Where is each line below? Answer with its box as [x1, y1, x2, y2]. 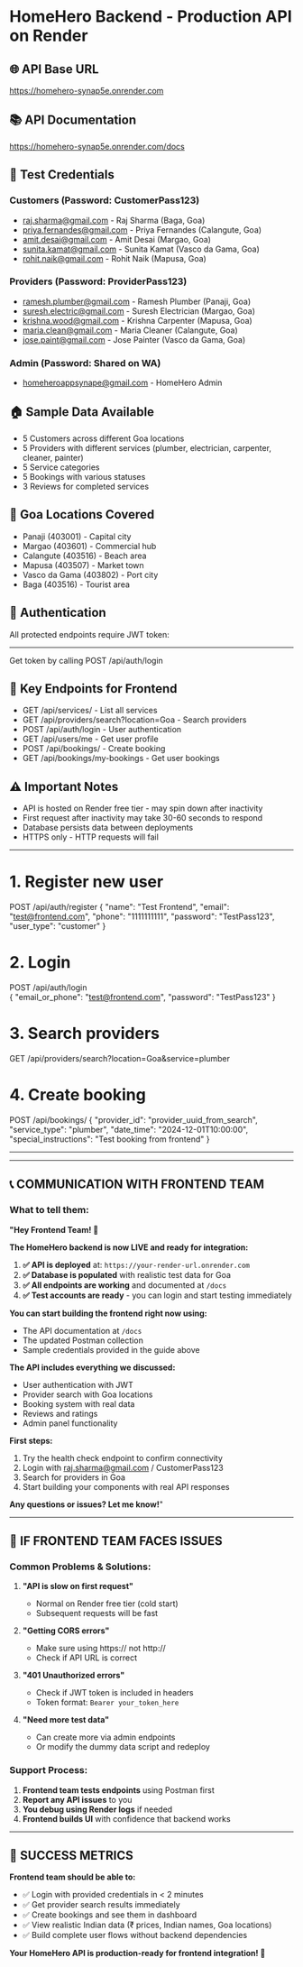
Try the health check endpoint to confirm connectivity [22, 1452, 224, 1463]
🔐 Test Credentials [9, 167, 115, 182]
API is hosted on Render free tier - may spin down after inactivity [22, 803, 263, 813]
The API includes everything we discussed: [9, 1362, 176, 1373]
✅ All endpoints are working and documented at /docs [22, 1279, 227, 1291]
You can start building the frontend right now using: [9, 1308, 207, 1319]
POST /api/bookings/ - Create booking [22, 743, 166, 754]
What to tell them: [9, 1204, 89, 1217]
